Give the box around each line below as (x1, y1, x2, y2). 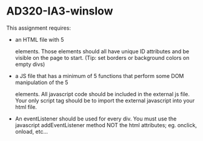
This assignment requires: (6, 24, 72, 31)
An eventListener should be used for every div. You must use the (15, 115, 177, 122)
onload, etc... (15, 128, 48, 135)
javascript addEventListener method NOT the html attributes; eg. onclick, (15, 121, 197, 128)
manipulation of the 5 (15, 79, 68, 86)
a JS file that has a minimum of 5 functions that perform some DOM (15, 72, 184, 79)
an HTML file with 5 (15, 36, 64, 43)
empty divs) (15, 61, 45, 68)
